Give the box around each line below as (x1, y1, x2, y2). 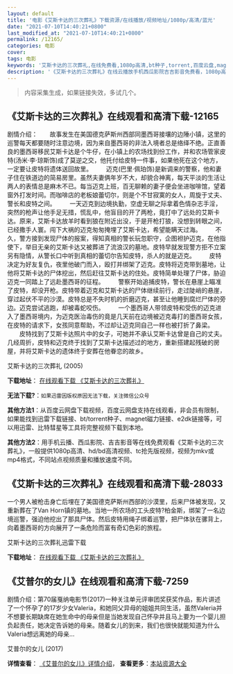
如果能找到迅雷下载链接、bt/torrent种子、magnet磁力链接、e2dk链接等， (7, 414, 216, 423)
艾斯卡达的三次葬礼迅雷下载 (7, 539, 87, 547)
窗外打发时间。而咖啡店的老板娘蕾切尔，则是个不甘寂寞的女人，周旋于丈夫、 (7, 191, 226, 199)
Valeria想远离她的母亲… (7, 630, 75, 638)
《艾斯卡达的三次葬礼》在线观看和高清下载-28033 (7, 478, 223, 489)
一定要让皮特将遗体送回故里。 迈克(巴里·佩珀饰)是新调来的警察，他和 (7, 165, 216, 174)
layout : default (7, 10, 54, 17)
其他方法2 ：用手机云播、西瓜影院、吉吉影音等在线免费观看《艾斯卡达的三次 (7, 438, 224, 446)
